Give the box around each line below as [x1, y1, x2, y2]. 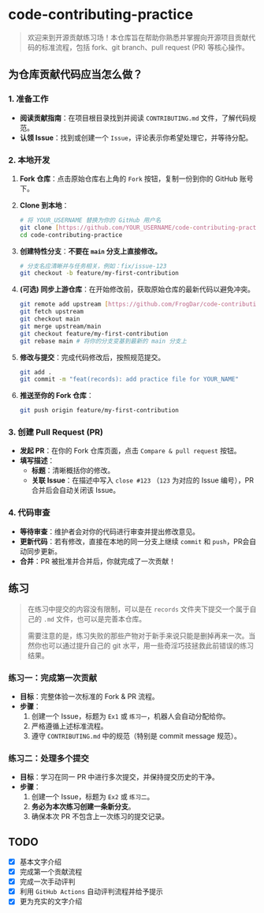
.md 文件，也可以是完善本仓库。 [43, 614, 147, 623]
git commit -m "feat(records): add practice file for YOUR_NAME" [19, 375, 239, 384]
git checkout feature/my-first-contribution [19, 329, 169, 337]
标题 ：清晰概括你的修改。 [31, 466, 115, 475]
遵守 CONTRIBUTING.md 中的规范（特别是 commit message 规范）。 [31, 731, 242, 740]
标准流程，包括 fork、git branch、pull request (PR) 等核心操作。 [41, 42, 250, 52]
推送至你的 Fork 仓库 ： [19, 391, 94, 400]
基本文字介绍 [19, 857, 61, 866]
